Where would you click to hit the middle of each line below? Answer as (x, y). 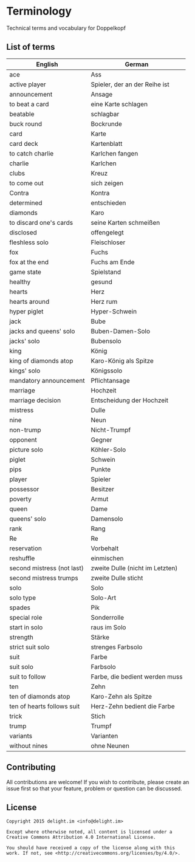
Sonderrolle (108, 617)
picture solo (26, 450)
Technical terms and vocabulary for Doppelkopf (66, 28)
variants (21, 736)
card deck (24, 143)
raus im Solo (108, 627)
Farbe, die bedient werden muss (137, 677)
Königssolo (107, 371)
